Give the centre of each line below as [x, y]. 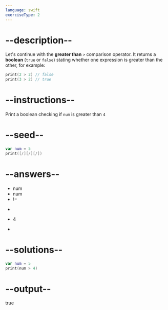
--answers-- [33, 174]
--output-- [28, 289]
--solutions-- [34, 250]
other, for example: [25, 65]
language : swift [23, 10]
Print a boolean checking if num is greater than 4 [56, 114]
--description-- [39, 40]
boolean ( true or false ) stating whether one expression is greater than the [84, 60]
